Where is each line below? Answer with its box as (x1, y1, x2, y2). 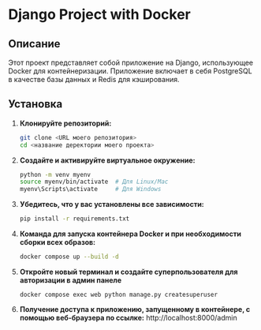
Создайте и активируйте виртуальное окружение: (19, 156, 196, 165)
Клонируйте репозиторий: (19, 118, 112, 128)
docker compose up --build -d (19, 253, 120, 261)
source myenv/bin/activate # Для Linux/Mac (19, 178, 169, 186)
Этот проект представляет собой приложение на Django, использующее (8, 58, 254, 67)
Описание (8, 37, 61, 51)
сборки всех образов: (19, 238, 96, 247)
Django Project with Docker (8, 6, 191, 24)
